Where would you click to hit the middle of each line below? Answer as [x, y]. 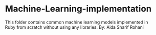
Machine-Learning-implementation [78, 9]
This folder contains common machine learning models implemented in [77, 22]
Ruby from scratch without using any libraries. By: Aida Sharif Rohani [75, 27]
